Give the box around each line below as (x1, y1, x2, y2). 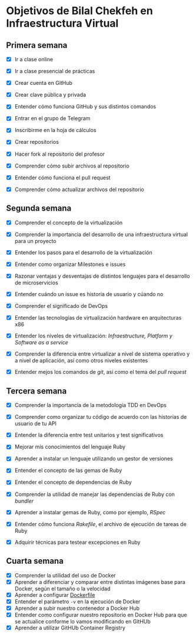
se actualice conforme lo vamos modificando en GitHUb (14, 618, 151, 625)
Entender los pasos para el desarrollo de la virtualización (14, 249, 152, 256)
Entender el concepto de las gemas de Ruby (14, 467, 122, 474)
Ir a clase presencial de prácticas (14, 68, 95, 75)
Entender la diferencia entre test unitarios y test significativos (14, 432, 164, 439)
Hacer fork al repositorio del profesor (14, 150, 105, 157)
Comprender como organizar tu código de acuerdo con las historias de (14, 413, 187, 421)
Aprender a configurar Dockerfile (14, 591, 95, 598)
